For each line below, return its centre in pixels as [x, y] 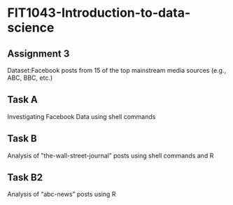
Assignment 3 [38, 54]
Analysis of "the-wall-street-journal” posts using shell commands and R [111, 155]
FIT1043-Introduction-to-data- [99, 13]
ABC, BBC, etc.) [30, 78]
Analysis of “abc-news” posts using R [62, 195]
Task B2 [25, 177]
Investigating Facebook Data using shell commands [82, 116]
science [31, 28]
